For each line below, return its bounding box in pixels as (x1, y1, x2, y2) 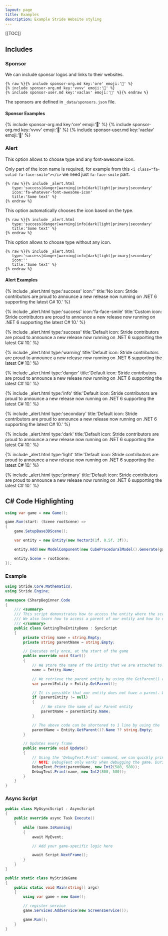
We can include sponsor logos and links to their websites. (5, 71, 124, 78)
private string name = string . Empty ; (23, 635, 101, 640)
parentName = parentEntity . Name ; (40, 709, 111, 714)
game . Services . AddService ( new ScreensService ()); (23, 908, 128, 913)
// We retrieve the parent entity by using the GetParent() (31, 676, 160, 681)
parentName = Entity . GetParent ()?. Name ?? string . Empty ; (31, 727, 153, 733)
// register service (23, 903, 66, 908)
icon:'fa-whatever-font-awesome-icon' (11, 189, 93, 195)
